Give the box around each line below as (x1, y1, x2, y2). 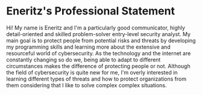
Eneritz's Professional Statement (6, 4, 175, 18)
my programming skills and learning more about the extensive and (6, 43, 171, 51)
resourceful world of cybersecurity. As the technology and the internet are (6, 49, 191, 57)
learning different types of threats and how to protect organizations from (6, 75, 187, 82)
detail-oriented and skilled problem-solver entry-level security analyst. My (6, 30, 191, 37)
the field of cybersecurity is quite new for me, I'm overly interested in (6, 69, 178, 76)
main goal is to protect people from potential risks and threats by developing (6, 37, 196, 44)
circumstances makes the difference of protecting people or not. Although (6, 62, 191, 70)
